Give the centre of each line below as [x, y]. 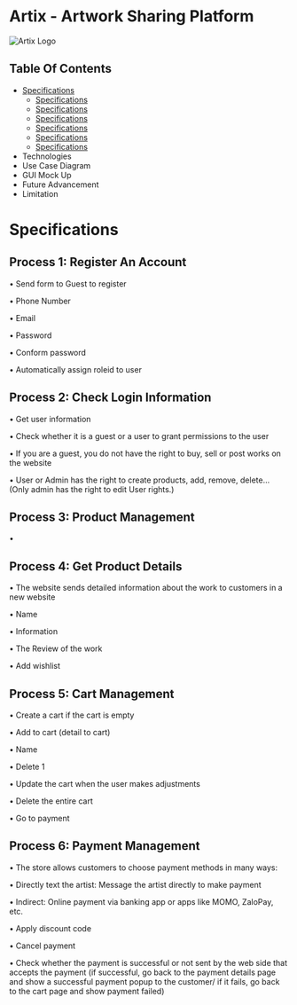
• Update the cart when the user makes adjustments [105, 784]
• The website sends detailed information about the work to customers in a [146, 588]
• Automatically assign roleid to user [75, 369]
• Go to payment [39, 818]
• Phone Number [40, 301]
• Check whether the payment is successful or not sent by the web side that [148, 962]
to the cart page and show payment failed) [87, 991]
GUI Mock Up [47, 175]
